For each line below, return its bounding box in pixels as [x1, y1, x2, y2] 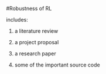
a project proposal [14, 39, 59, 45]
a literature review [14, 27, 59, 34]
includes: [6, 16, 28, 23]
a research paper [14, 50, 57, 57]
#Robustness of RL [6, 5, 52, 12]
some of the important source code [14, 61, 101, 68]
